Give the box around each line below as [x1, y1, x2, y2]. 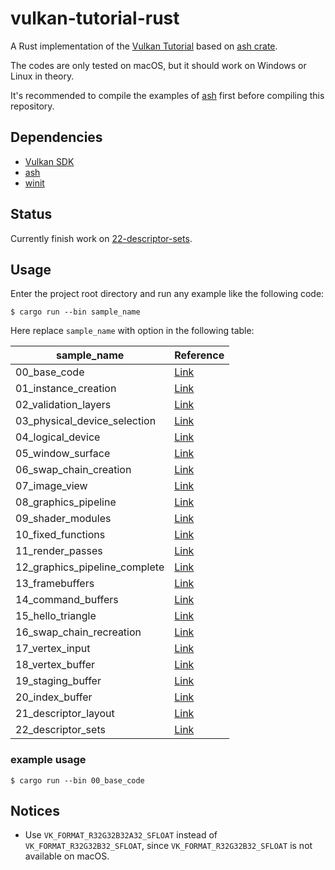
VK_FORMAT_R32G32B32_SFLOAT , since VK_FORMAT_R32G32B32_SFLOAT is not [24, 840, 313, 852]
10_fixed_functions [15, 528, 106, 542]
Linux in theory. [10, 70, 75, 82]
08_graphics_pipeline [15, 495, 117, 509]
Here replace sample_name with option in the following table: [10, 325, 255, 337]
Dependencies [10, 129, 103, 146]
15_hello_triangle [15, 609, 97, 623]
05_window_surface [15, 447, 111, 461]
